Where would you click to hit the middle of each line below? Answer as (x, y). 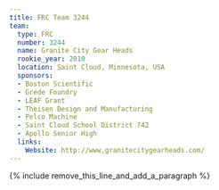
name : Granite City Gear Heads (75, 51)
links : (29, 142)
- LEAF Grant (41, 100)
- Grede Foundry (47, 92)
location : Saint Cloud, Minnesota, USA (91, 68)
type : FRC (35, 34)
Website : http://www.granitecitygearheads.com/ (115, 150)
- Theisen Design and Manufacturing (85, 109)
